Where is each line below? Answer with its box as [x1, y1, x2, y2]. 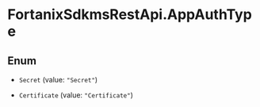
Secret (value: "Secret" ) [18, 75, 98, 84]
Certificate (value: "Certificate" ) [18, 90, 134, 100]
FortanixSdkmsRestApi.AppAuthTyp [7, 6, 253, 24]
